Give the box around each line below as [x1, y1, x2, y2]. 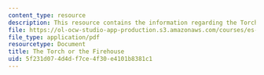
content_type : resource [8, 11, 86, 20]
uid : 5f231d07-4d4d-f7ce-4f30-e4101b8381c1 [8, 55, 153, 63]
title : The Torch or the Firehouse [8, 48, 125, 55]
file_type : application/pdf [8, 33, 101, 41]
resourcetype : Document [8, 41, 86, 48]
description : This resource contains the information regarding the [8, 19, 237, 27]
